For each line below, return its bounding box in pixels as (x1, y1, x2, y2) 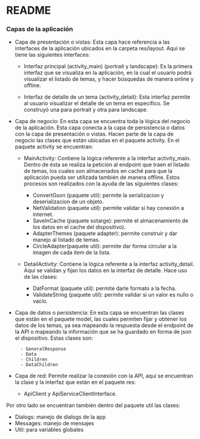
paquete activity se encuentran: (14, 143, 94, 150)
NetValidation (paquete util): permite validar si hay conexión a (32, 205, 184, 212)
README (6, 4, 51, 17)
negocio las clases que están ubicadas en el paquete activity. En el (14, 137, 180, 144)
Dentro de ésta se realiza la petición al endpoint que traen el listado (23, 161, 190, 168)
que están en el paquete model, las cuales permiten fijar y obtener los (14, 315, 187, 323)
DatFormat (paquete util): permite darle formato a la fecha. (32, 285, 177, 292)
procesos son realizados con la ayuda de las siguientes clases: (23, 180, 179, 187)
